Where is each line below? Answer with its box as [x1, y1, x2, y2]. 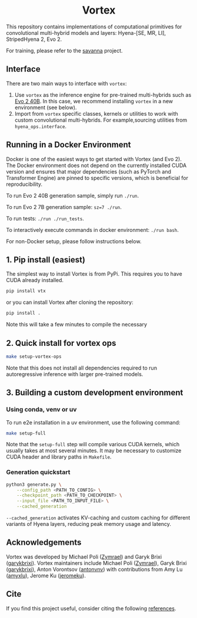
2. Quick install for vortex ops [6, 338, 116, 348]
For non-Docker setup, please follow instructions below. [6, 237, 142, 245]
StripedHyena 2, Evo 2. [6, 35, 62, 42]
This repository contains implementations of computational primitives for [6, 23, 182, 30]
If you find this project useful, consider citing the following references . [6, 604, 176, 612]
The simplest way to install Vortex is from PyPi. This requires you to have [6, 270, 182, 277]
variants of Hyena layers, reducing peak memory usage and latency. [6, 521, 172, 528]
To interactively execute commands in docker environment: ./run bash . [6, 226, 179, 233]
